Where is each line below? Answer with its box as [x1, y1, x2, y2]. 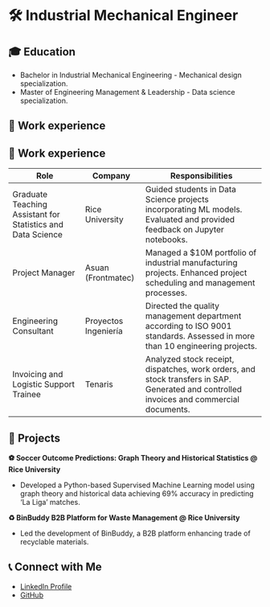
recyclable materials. [19, 537, 89, 547]
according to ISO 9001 [145, 321, 232, 332]
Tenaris [84, 379, 114, 390]
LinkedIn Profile [19, 581, 72, 591]
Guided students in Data [145, 184, 237, 195]
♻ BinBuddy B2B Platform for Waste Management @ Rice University [8, 513, 240, 523]
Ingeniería [84, 326, 123, 337]
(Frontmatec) [84, 273, 135, 284]
